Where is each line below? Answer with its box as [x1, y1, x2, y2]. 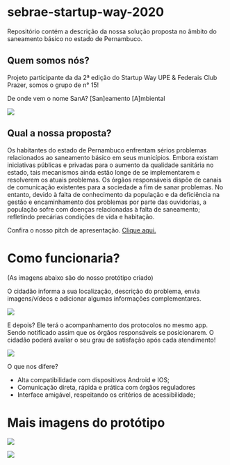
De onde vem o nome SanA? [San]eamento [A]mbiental [7, 94, 165, 102]
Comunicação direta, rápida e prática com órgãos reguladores [17, 383, 196, 391]
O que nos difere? [7, 362, 58, 370]
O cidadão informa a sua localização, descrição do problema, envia [7, 287, 200, 295]
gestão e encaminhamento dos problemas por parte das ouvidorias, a [7, 198, 207, 206]
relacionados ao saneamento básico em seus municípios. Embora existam [7, 153, 219, 161]
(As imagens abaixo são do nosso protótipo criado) [7, 273, 154, 282]
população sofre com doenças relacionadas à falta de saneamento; [7, 205, 200, 213]
